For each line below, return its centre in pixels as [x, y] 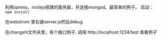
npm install [17, 12]
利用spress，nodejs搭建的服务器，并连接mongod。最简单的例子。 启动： [80, 7]
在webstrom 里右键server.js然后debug [44, 22]
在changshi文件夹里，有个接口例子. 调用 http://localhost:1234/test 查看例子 [81, 32]
